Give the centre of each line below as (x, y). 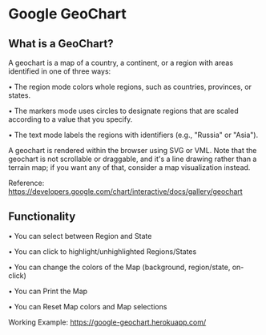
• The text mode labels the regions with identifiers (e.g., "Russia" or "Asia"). (133, 135)
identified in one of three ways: (60, 71)
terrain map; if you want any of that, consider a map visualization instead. (129, 167)
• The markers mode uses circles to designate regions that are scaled (123, 111)
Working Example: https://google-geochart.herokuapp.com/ (107, 322)
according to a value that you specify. (71, 119)
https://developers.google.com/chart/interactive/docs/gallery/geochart (125, 192)
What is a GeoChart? (61, 44)
